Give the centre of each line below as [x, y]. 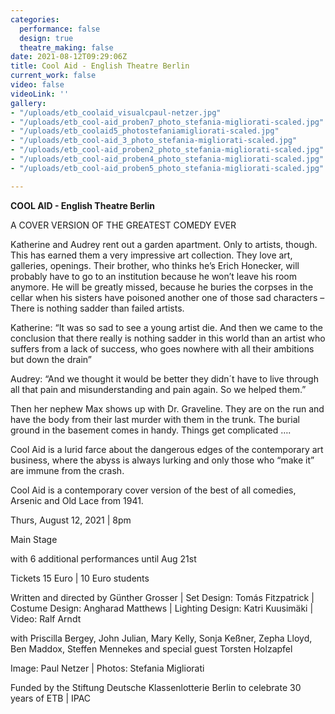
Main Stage [34, 539]
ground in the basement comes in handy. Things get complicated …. [151, 430]
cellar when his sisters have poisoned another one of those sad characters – [167, 297]
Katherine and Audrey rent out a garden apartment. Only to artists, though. [164, 244]
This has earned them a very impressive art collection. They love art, [151, 255]
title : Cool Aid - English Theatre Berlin [100, 66]
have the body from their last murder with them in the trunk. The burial [155, 419]
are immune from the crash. [67, 470]
